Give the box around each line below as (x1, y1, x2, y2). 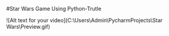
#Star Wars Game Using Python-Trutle (6, 5, 101, 12)
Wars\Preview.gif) (6, 23, 50, 30)
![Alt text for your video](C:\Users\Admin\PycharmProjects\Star (6, 17, 163, 23)
